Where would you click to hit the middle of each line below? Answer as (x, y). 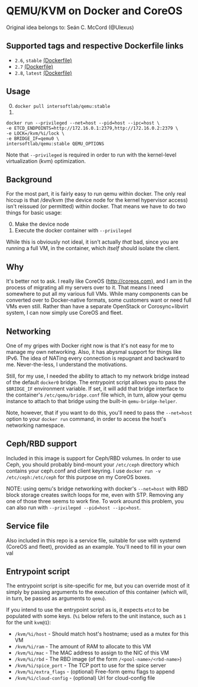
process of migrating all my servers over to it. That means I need (85, 287)
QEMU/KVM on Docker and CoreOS (94, 11)
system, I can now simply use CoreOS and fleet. (64, 313)
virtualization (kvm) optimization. (46, 161)
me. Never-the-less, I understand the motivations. (67, 365)
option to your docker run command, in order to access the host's (86, 419)
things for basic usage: (34, 213)
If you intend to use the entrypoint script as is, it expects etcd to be (88, 610)
